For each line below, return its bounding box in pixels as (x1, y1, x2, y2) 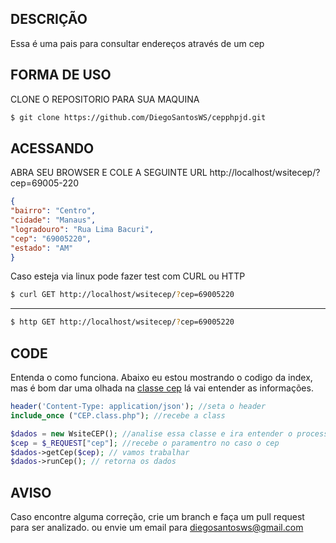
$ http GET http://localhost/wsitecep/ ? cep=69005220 (10, 317, 235, 327)
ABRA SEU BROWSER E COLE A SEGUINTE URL (10, 167, 208, 179)
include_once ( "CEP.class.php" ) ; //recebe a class (10, 410, 226, 421)
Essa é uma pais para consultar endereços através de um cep (10, 37, 265, 49)
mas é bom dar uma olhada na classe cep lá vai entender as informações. (10, 382, 314, 394)
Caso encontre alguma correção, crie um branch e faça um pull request (10, 511, 305, 523)
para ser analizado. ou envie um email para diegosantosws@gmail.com (10, 522, 304, 534)
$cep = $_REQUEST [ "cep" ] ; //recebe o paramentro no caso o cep (10, 438, 280, 448)
